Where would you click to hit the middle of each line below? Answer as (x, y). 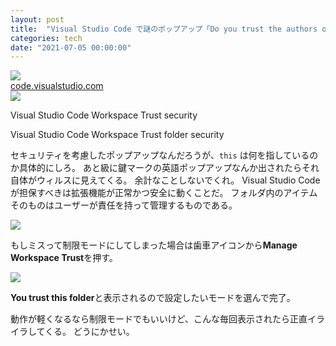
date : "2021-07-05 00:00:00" (71, 47)
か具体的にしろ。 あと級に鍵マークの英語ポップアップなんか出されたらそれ (165, 168)
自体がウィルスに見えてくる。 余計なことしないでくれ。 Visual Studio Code (165, 180)
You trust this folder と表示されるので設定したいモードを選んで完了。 (153, 298)
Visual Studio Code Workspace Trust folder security (117, 135)
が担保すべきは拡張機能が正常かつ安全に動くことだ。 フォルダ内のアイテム (164, 193)
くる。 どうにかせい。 (89, 332)
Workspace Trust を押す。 (64, 258)
